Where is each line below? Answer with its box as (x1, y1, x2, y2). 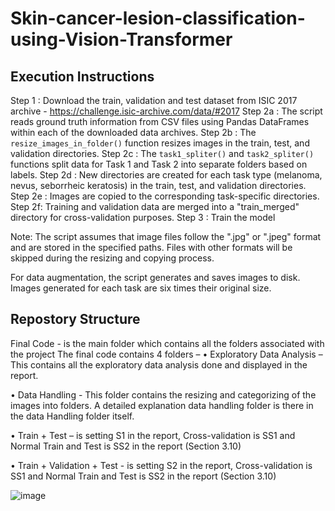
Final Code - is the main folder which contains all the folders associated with (10, 337, 325, 349)
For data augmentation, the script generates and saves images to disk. (10, 272, 301, 283)
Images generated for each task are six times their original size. (10, 282, 272, 294)
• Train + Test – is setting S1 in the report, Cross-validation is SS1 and (10, 429, 296, 441)
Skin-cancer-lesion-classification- (10, 7, 306, 30)
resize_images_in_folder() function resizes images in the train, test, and (10, 137, 310, 149)
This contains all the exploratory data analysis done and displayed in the (10, 358, 308, 371)
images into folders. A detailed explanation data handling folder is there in (10, 399, 314, 411)
